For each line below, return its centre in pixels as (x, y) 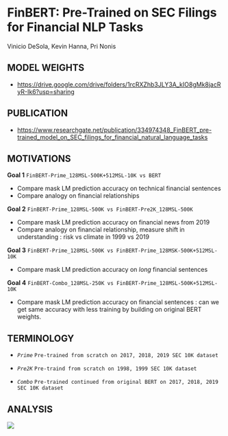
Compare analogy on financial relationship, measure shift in (101, 230)
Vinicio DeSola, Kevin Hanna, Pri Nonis (62, 46)
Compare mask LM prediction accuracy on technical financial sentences (119, 188)
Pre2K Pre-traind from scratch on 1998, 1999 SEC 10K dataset (107, 369)
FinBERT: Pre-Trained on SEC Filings (112, 13)
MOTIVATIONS (39, 158)
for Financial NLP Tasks (75, 27)
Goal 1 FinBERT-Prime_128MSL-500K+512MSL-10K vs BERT (84, 175)
